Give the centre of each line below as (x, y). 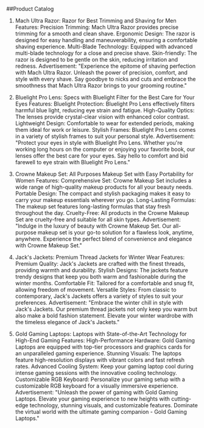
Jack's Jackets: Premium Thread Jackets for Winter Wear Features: (100, 257)
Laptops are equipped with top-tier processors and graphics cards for (103, 347)
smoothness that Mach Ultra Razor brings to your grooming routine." (101, 85)
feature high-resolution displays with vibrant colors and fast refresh (100, 360)
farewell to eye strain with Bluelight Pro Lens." (72, 162)
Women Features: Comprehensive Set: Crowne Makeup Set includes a (103, 180)
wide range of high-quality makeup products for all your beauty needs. (104, 187)
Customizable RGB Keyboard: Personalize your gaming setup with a (100, 379)
